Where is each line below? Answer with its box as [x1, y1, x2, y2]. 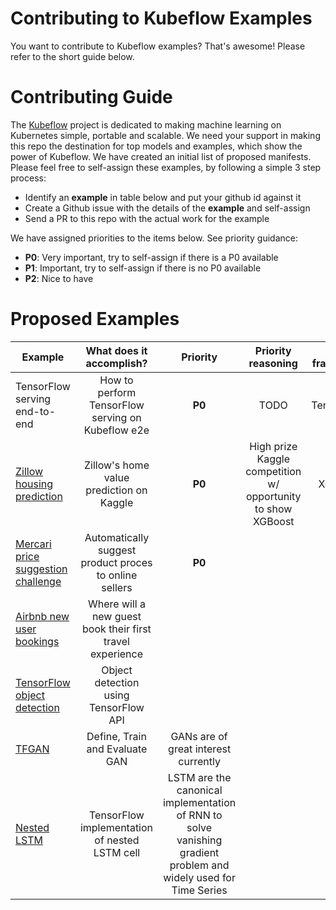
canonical [176, 783, 223, 797]
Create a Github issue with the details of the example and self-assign [24, 202, 311, 214]
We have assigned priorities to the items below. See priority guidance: [10, 232, 298, 244]
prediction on [85, 483, 148, 497]
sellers [101, 580, 133, 594]
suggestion [15, 562, 68, 576]
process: [10, 172, 47, 184]
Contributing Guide [10, 86, 173, 109]
